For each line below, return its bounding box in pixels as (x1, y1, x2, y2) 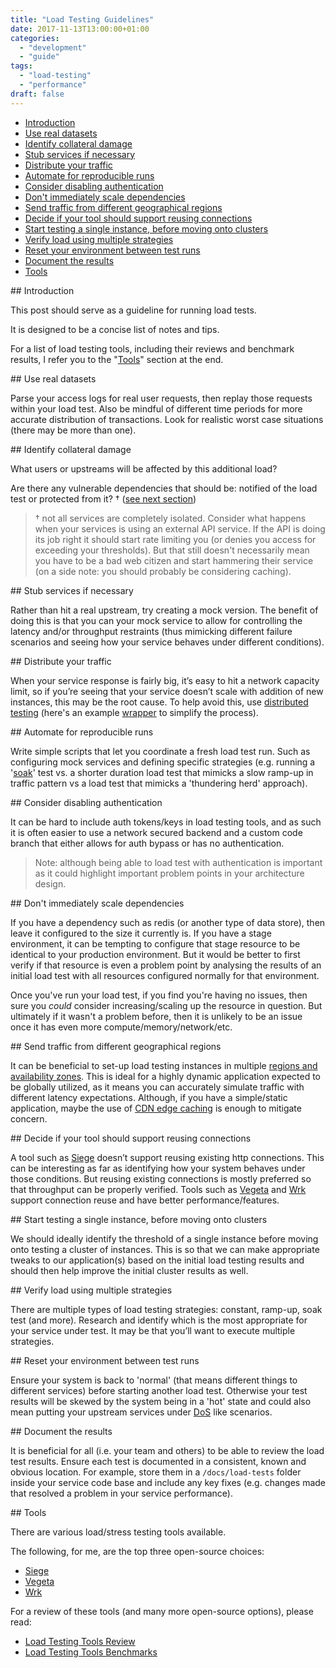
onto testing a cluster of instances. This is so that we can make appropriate (10, 1243, 320, 1255)
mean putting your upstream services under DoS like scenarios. (10, 1406, 273, 1418)
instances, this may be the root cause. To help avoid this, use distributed (10, 696, 309, 708)
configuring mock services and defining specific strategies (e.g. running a (10, 756, 316, 768)
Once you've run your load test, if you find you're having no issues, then (10, 989, 308, 1001)
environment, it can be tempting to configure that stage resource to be (10, 937, 301, 950)
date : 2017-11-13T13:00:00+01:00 (10, 24, 150, 34)
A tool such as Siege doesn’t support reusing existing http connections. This (10, 1151, 325, 1163)
